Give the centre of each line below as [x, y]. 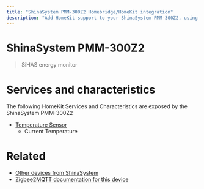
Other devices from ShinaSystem [57, 173]
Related [26, 156]
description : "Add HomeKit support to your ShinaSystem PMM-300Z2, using [102, 18]
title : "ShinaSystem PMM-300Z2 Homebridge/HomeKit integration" [90, 12]
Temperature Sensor [41, 125]
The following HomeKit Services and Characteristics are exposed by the [97, 106]
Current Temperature [51, 132]
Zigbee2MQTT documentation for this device [72, 180]
